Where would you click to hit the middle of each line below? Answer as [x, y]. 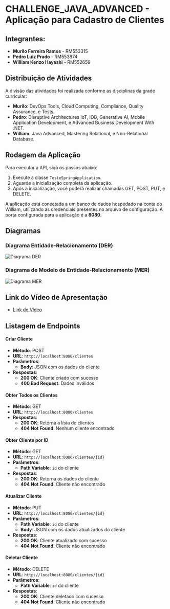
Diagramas [23, 231]
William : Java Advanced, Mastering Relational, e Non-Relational [80, 133]
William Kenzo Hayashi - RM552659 [51, 62]
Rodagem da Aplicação [43, 155]
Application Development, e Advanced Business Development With [83, 122]
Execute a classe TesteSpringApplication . [57, 177]
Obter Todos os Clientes [31, 395]
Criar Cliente [19, 339]
